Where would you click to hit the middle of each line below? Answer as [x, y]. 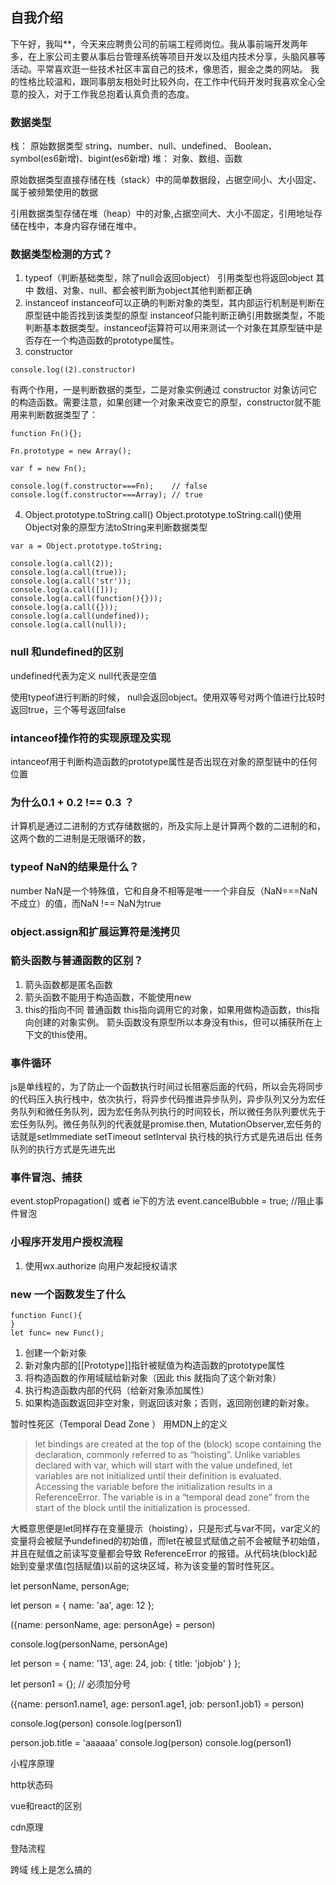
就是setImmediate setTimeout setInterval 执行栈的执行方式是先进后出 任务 [170, 1137]
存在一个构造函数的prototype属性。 [106, 340]
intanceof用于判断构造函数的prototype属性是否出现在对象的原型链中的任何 [164, 761]
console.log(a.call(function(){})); [86, 599]
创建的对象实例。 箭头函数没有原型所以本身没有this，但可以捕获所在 [174, 1022]
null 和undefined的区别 [67, 652]
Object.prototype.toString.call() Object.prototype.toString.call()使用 [163, 515]
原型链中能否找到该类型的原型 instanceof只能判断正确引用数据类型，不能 [175, 315]
